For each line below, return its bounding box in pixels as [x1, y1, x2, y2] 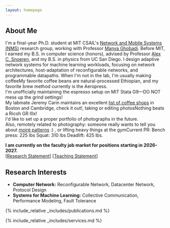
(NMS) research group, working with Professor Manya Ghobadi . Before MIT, [5, 45, 165, 52]
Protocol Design [12, 187, 47, 193]
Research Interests [5, 168, 67, 176]
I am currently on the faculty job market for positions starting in [5, 142, 143, 148]
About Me [5, 27, 37, 35]
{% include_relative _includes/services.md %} [5, 218, 102, 224]
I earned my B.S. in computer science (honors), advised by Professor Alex [5, 51, 161, 57]
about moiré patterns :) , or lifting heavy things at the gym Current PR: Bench [5, 127, 165, 133]
